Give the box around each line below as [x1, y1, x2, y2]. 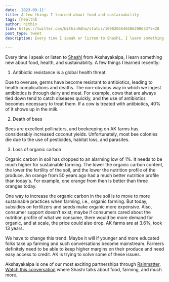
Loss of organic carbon [12, 146, 62, 152]
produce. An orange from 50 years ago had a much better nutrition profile [5, 172, 159, 178]
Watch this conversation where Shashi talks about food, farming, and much [5, 266, 162, 272]
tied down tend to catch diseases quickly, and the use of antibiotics [5, 95, 146, 101]
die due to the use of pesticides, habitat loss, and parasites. [5, 136, 130, 143]
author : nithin [5, 21, 37, 27]
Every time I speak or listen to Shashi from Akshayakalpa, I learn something [5, 54, 162, 60]
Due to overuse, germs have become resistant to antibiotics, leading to [5, 79, 153, 85]
